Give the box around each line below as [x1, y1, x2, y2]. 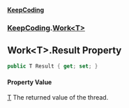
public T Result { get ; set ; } [7, 63, 98, 70]
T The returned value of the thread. [7, 93, 109, 102]
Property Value [7, 77, 52, 86]
